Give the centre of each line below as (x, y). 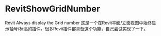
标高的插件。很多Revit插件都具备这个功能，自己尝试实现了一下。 (84, 29)
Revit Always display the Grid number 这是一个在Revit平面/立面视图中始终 (78, 23)
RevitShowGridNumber (53, 9)
